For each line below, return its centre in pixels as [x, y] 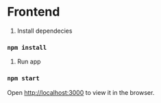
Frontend [34, 12]
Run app [29, 61]
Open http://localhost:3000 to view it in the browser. [81, 92]
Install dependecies [45, 31]
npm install [27, 47]
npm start [23, 78]
